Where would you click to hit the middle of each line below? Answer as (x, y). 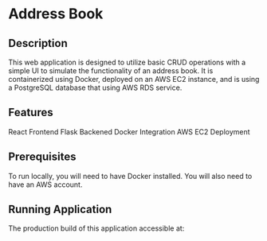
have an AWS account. (45, 185)
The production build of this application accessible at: (96, 228)
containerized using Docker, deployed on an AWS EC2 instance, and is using (134, 79)
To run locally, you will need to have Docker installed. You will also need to (130, 176)
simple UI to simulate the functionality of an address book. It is (111, 71)
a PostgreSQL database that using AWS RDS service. (95, 87)
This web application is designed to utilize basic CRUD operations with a (127, 62)
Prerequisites (42, 157)
